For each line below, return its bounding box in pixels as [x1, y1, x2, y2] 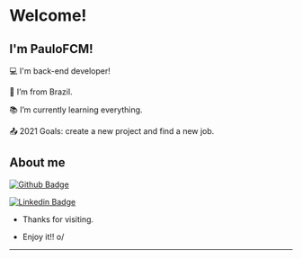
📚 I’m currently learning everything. [9, 104, 143, 115]
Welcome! [9, 5, 87, 26]
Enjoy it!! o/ [22, 231, 65, 242]
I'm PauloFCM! [9, 41, 93, 57]
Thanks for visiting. [22, 213, 94, 225]
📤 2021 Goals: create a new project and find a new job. [9, 126, 215, 136]
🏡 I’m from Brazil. [9, 86, 74, 97]
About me [9, 155, 66, 171]
